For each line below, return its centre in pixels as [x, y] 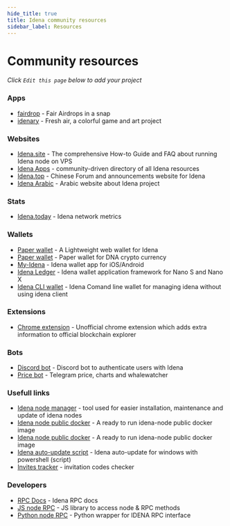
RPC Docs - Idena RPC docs [57, 500]
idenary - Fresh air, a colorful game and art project [89, 121]
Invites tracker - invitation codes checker [76, 467]
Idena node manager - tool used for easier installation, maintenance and [120, 408]
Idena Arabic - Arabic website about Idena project [88, 183]
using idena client [42, 294]
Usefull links [29, 393]
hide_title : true [32, 14]
